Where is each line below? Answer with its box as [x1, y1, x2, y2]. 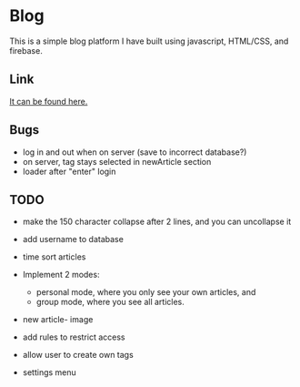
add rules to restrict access [22, 331, 125, 342]
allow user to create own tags [22, 350, 134, 361]
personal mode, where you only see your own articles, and [35, 287, 256, 298]
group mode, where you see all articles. [35, 297, 185, 308]
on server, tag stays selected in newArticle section [22, 156, 212, 167]
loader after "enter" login [22, 166, 116, 177]
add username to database [22, 234, 125, 245]
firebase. [9, 45, 43, 56]
